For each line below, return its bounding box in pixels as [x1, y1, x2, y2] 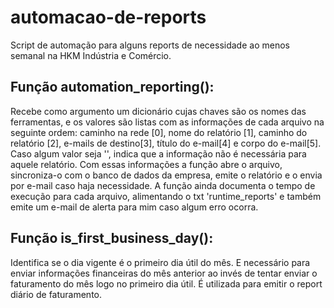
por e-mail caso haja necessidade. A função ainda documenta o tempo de [10, 179, 316, 191]
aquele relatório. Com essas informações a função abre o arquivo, [10, 158, 283, 170]
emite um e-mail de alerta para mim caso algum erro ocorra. [10, 201, 259, 213]
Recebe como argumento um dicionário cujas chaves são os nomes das [10, 105, 307, 117]
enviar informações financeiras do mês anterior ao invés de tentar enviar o [10, 267, 318, 279]
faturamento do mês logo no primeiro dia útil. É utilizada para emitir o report [10, 277, 323, 290]
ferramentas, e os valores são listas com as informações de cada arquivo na [10, 116, 325, 128]
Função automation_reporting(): [10, 79, 215, 96]
